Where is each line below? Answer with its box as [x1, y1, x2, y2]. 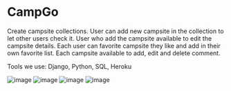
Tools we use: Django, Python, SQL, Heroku [7, 62, 132, 70]
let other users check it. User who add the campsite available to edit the [7, 34, 212, 42]
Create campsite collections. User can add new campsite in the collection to [7, 27, 224, 35]
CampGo [7, 4, 59, 20]
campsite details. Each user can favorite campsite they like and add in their [7, 41, 221, 50]
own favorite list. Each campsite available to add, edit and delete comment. [7, 49, 221, 57]
